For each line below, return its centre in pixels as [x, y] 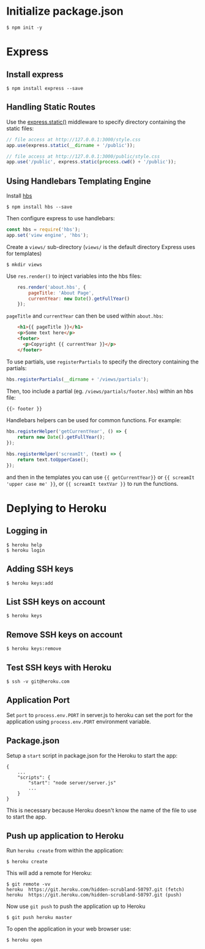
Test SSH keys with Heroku [59, 667]
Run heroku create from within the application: [65, 850]
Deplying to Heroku [57, 508]
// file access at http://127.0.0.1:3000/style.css [73, 140]
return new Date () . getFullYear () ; [61, 437]
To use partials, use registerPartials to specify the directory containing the [102, 362]
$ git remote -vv [28, 884]
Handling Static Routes [51, 107]
